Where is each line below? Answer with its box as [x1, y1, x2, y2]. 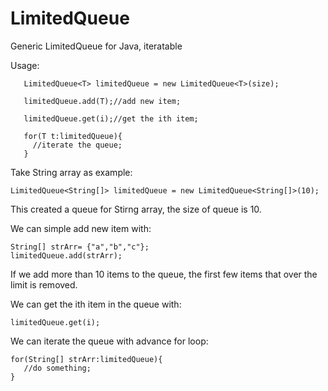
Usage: [10, 59, 40, 71]
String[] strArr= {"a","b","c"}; [10, 242, 150, 252]
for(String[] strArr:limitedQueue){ [10, 354, 163, 364]
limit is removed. [10, 278, 78, 291]
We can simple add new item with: [10, 222, 152, 234]
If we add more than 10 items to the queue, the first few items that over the [10, 268, 318, 280]
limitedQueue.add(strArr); [10, 250, 123, 261]
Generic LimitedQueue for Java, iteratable [10, 40, 183, 52]
